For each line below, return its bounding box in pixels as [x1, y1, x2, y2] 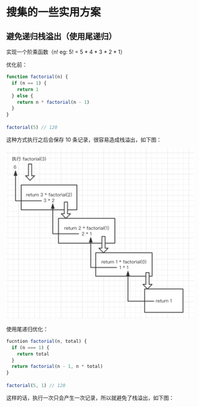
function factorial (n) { [6, 74, 68, 80]
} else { [11, 92, 34, 99]
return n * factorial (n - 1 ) [17, 99, 90, 105]
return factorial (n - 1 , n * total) [11, 364, 103, 370]
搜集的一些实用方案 [6, 5, 101, 19]
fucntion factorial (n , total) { [6, 338, 87, 344]
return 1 [17, 86, 39, 92]
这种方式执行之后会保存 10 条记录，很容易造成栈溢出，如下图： [6, 136, 162, 143]
